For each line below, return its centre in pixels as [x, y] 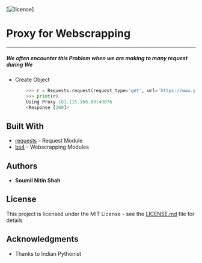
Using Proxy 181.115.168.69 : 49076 [69, 102]
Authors [22, 166]
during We [20, 64]
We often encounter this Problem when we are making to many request [97, 58]
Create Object [32, 79]
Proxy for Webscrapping [69, 34]
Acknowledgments [43, 239]
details [14, 220]
